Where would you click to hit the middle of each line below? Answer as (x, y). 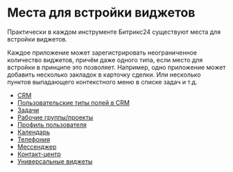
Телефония (34, 139)
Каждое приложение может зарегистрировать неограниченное (102, 52)
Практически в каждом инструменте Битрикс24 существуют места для (114, 32)
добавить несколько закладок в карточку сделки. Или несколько (104, 75)
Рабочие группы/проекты (55, 117)
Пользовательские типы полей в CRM (74, 102)
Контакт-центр (39, 154)
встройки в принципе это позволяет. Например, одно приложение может (116, 67)
